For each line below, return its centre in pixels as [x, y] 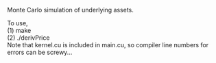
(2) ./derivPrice [28, 38]
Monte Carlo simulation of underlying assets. [70, 10]
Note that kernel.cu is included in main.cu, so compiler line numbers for [108, 45]
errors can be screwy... [40, 52]
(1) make [19, 30]
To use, [18, 23]
